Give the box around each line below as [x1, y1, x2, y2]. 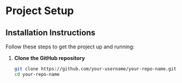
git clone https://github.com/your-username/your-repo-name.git [14, 66, 177, 72]
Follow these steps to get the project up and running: [5, 43, 135, 50]
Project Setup [5, 4, 75, 18]
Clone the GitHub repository [14, 55, 85, 61]
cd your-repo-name [14, 71, 60, 77]
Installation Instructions [5, 28, 96, 38]
